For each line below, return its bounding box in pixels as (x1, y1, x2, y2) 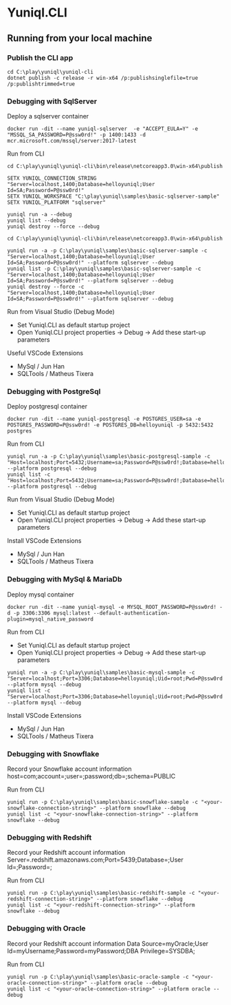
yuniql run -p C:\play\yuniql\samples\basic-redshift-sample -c (7, 890, 195, 897)
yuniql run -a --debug (7, 211, 72, 218)
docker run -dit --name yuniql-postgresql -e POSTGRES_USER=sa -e (7, 415, 201, 423)
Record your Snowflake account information (7, 765, 132, 773)
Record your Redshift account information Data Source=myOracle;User (7, 939, 208, 948)
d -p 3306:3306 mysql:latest (7, 610, 91, 617)
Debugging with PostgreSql (7, 387, 101, 397)
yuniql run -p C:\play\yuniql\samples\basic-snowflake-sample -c (7, 799, 198, 806)
